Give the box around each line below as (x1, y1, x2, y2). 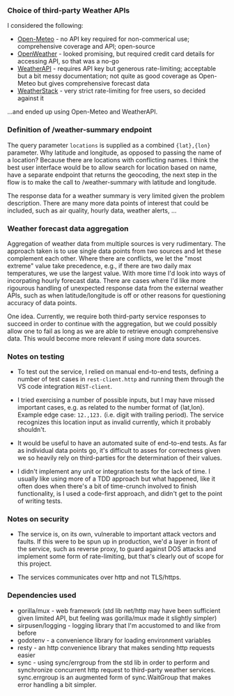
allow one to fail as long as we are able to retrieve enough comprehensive (7, 327, 219, 335)
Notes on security (7, 514, 70, 524)
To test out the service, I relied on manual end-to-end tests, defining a (17, 368, 219, 376)
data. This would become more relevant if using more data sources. (7, 334, 201, 343)
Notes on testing (7, 351, 65, 361)
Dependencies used (7, 591, 77, 601)
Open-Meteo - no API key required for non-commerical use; (17, 35, 190, 43)
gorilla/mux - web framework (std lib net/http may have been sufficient (17, 606, 221, 614)
